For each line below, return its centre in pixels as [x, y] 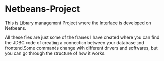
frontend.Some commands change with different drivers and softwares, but [82, 48]
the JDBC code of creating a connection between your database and [75, 42]
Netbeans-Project [42, 9]
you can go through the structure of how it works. [55, 53]
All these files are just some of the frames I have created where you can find [82, 37]
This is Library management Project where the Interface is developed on [78, 23]
